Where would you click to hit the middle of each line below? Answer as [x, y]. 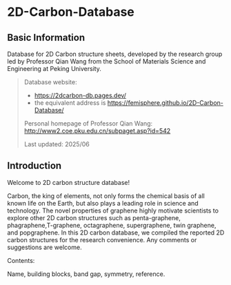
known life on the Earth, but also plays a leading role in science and [103, 203]
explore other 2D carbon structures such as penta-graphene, [94, 217]
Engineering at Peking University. [54, 69]
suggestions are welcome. [44, 247]
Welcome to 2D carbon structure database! [69, 182]
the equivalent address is [70, 103]
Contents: [21, 260]
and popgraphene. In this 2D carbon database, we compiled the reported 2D [116, 233]
